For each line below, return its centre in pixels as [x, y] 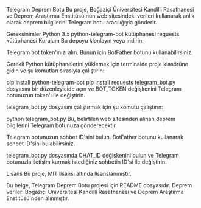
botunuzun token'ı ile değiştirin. [46, 95]
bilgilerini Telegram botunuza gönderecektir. [62, 125]
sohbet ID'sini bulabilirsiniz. [41, 144]
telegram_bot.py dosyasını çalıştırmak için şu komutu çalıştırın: [85, 107]
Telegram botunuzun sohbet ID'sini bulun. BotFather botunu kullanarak [95, 137]
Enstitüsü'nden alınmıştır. [38, 198]
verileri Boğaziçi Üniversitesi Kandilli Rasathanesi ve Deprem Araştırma [95, 192]
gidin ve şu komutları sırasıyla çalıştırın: [55, 71]
